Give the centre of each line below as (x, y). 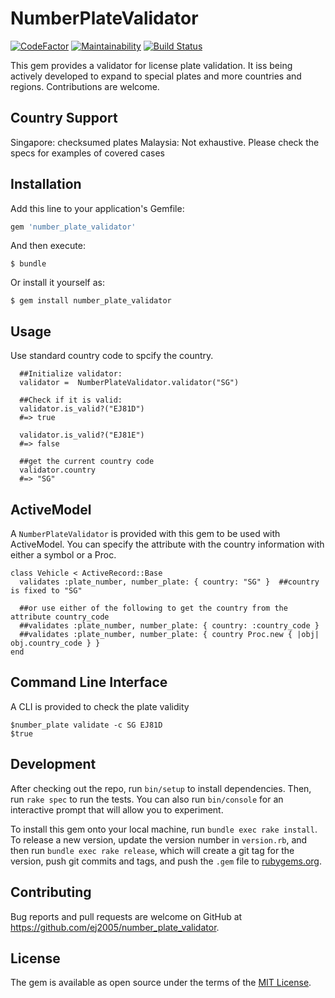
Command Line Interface (89, 682)
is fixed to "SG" (46, 591)
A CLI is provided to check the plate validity (100, 706)
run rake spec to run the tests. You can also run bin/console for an (147, 799)
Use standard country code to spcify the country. (112, 356)
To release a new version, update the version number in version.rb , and (159, 839)
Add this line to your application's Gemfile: (97, 208)
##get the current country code (87, 462)
